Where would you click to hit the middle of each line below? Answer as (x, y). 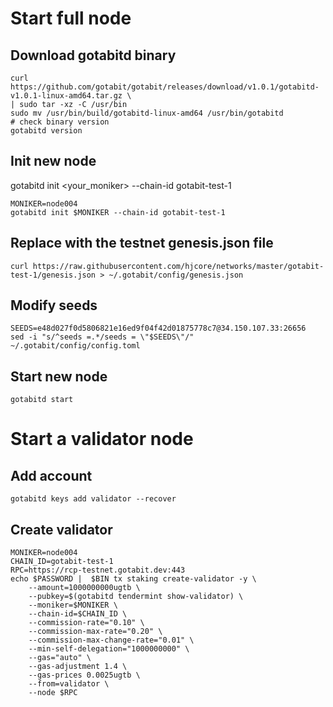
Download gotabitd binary (93, 55)
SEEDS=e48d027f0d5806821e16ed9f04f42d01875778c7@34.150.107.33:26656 (158, 328)
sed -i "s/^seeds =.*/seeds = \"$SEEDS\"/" (102, 337)
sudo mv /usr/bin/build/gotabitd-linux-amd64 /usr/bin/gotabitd (147, 113)
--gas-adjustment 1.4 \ (78, 667)
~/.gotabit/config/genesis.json (176, 275)
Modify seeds (54, 305)
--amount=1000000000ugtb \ (84, 588)
